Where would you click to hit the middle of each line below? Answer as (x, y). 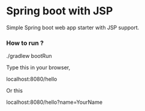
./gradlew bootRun (29, 56)
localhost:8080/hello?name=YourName (55, 102)
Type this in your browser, (38, 67)
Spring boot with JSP (60, 11)
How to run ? (25, 43)
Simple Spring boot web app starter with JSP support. (73, 27)
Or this (14, 91)
